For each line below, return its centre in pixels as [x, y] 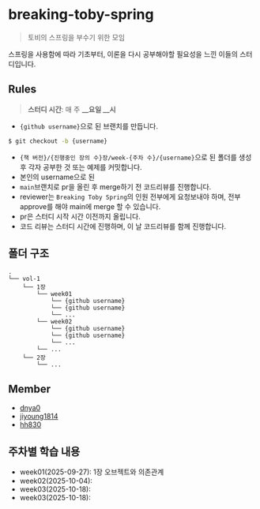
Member [30, 389]
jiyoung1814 [39, 417]
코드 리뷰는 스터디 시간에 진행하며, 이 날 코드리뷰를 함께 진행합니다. [123, 226]
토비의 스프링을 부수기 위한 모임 [76, 37]
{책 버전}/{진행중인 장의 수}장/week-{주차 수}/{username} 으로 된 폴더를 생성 [136, 157]
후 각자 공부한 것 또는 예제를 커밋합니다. [81, 167]
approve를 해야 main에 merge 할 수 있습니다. [90, 206]
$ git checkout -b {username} [58, 141]
